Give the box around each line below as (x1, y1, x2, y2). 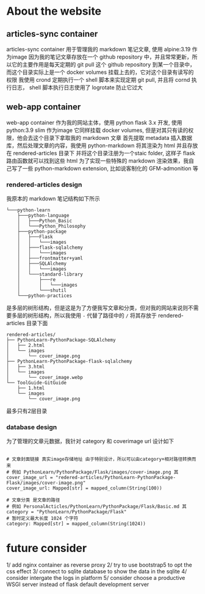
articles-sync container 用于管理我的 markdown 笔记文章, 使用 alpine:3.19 (6, 46, 191, 53)
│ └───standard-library (17, 271, 84, 277)
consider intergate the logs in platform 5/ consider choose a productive (6, 574, 185, 582)
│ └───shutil (17, 287, 67, 294)
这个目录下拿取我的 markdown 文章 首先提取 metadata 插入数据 (32, 134, 192, 141)
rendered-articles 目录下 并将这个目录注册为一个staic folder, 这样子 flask (13, 149, 195, 156)
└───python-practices (17, 293, 72, 299)
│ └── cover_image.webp (6, 375, 84, 381)
